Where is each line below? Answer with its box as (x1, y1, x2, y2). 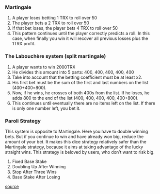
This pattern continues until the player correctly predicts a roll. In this (12, 31, 150, 36)
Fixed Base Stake (12, 159, 47, 164)
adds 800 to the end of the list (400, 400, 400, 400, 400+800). (12, 95, 139, 101)
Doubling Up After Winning (12, 163, 66, 169)
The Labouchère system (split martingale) (5, 53, 106, 60)
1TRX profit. (12, 41, 36, 47)
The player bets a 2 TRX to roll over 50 (12, 20, 90, 26)
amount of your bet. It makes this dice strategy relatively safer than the (5, 139, 146, 144)
